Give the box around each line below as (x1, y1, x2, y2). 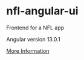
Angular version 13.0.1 (6, 35, 60, 43)
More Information (6, 47, 50, 55)
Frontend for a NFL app (6, 24, 65, 31)
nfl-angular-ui (6, 4, 79, 18)
